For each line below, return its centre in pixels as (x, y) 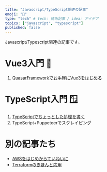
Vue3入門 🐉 (29, 63)
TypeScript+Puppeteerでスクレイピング (52, 123)
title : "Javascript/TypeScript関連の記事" (47, 9)
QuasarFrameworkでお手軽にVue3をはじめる (57, 78)
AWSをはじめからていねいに (40, 158)
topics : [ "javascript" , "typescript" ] (44, 23)
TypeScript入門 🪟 (42, 99)
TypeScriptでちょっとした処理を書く (48, 117)
